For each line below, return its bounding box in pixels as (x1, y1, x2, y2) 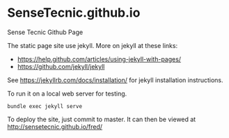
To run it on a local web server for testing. (7, 89, 127, 98)
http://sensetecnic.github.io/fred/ (7, 122, 103, 130)
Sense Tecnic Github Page (7, 28, 84, 36)
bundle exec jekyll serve (7, 102, 82, 109)
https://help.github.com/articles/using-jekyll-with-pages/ (17, 54, 182, 63)
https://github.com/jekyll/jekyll (17, 62, 105, 70)
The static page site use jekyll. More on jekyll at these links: (7, 41, 178, 49)
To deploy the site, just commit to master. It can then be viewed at (7, 115, 196, 123)
